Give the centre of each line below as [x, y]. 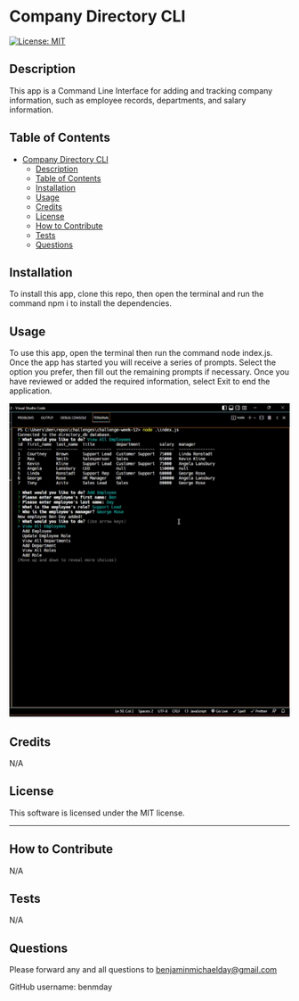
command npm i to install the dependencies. [90, 303]
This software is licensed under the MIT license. [97, 813]
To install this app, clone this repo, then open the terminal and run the [137, 294]
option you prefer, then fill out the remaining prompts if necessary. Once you [149, 372]
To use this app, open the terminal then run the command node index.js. [141, 353]
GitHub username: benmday [61, 987]
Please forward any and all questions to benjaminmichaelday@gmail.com [143, 970]
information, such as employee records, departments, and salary [128, 100]
